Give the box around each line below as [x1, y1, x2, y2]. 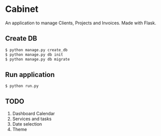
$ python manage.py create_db [5, 47, 68, 53]
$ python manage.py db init [5, 52, 64, 57]
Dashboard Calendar [12, 110, 55, 116]
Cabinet [5, 3, 39, 15]
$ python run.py [5, 83, 39, 89]
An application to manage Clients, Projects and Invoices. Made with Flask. [5, 20, 157, 26]
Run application [5, 70, 55, 79]
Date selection [12, 121, 42, 127]
